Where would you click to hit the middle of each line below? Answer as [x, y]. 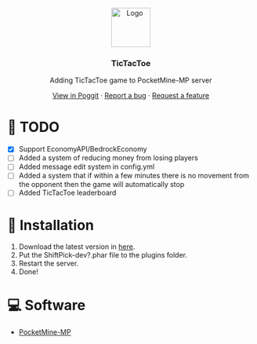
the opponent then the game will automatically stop [101, 185]
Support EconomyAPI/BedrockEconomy [83, 149]
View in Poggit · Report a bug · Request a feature [131, 96]
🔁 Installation [51, 225]
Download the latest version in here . [77, 247]
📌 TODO [34, 127]
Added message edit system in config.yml [87, 167]
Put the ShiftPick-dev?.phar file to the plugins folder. [103, 255]
